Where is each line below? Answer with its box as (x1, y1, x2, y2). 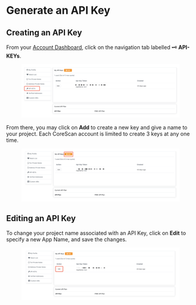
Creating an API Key (6, 28, 82, 38)
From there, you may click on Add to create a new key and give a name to (6, 124, 188, 131)
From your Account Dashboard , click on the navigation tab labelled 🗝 (6, 44, 177, 51)
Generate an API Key (6, 4, 111, 17)
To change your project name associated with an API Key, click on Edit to (6, 229, 186, 237)
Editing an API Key (6, 213, 76, 224)
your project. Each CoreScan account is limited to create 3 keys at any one (6, 130, 190, 138)
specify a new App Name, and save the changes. (6, 235, 127, 243)
